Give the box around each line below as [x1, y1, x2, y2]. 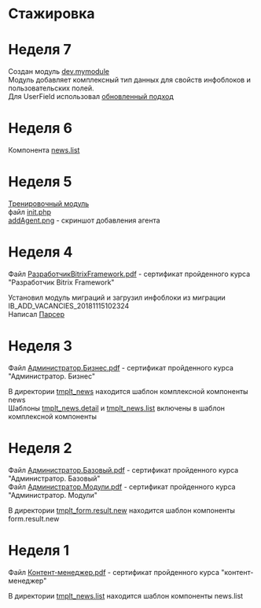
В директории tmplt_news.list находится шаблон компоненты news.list [8, 591, 244, 600]
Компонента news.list [8, 146, 80, 155]
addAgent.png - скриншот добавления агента [8, 216, 160, 225]
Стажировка [8, 5, 96, 23]
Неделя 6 [8, 120, 73, 138]
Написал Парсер [8, 309, 65, 319]
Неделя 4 [8, 243, 73, 261]
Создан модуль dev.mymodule [8, 67, 110, 76]
